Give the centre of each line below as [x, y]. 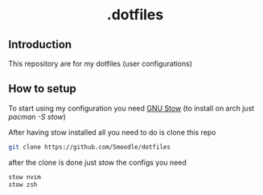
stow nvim [25, 177]
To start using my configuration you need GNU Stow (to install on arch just [131, 108]
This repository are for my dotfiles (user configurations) [101, 63]
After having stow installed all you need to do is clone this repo [112, 132]
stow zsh [23, 185]
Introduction [40, 45]
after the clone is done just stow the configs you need [97, 162]
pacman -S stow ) [37, 116]
